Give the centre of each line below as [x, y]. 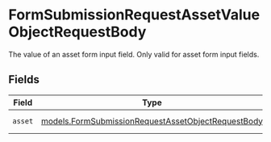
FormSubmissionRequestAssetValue [134, 15]
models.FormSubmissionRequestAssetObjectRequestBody [152, 121]
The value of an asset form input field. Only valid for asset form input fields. [134, 54]
